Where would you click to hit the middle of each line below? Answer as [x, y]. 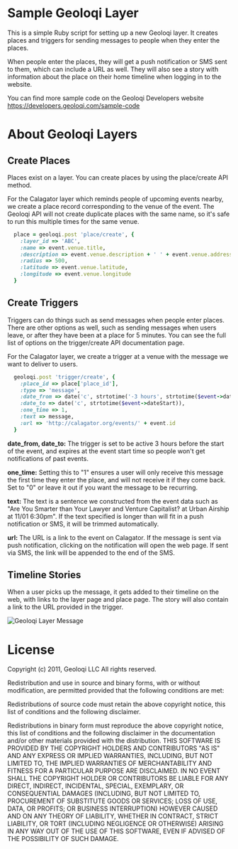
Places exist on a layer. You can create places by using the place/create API [118, 177]
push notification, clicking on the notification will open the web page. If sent [118, 545]
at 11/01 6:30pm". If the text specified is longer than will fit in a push [106, 516]
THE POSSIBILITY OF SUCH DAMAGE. [63, 839]
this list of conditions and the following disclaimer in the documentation [111, 733]
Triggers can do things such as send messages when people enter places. [116, 320]
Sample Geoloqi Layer [73, 13]
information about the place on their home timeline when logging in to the [114, 77]
